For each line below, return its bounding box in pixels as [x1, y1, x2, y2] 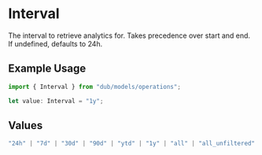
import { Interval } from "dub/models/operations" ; [8, 83, 181, 90]
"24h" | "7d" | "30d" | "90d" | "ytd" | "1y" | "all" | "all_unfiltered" [8, 139, 256, 148]
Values [8, 119, 43, 132]
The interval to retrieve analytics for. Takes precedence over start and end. [8, 31, 250, 40]
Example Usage [8, 62, 87, 76]
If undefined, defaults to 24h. [8, 39, 103, 48]
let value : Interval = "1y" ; [8, 97, 104, 105]
